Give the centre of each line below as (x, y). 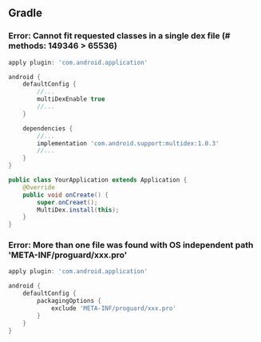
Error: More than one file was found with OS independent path (131, 245)
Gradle (25, 13)
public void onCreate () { (66, 195)
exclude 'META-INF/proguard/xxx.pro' (114, 308)
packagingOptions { (69, 301)
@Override (39, 187)
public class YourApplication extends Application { (98, 180)
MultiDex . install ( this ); (78, 210)
